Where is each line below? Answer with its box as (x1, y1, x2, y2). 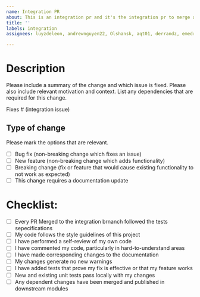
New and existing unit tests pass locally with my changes (14, 271, 155, 279)
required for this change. (6, 94, 67, 101)
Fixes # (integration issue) (6, 106, 70, 113)
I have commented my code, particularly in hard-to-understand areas (14, 245, 185, 252)
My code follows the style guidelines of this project (14, 231, 140, 239)
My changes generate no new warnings (14, 258, 112, 265)
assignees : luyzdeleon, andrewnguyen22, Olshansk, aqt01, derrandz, (6, 31, 180, 37)
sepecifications (14, 225, 53, 232)
